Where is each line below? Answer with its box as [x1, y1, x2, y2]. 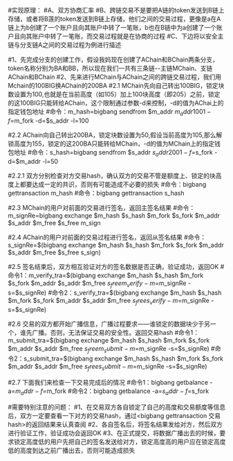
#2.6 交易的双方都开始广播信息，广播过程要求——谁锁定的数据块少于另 [8, 320, 210, 328]
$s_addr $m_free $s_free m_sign [8, 218, 101, 227]
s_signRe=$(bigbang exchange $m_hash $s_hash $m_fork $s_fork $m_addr [8, 241, 224, 249]
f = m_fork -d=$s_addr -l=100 [8, 116, 89, 125]
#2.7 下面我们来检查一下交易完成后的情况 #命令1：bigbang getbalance [8, 378, 209, 386]
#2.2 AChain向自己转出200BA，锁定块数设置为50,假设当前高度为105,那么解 [8, 130, 223, 139]
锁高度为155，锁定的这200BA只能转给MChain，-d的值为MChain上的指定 [8, 139, 215, 148]
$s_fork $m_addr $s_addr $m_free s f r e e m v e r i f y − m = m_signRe [8, 279, 187, 289]
